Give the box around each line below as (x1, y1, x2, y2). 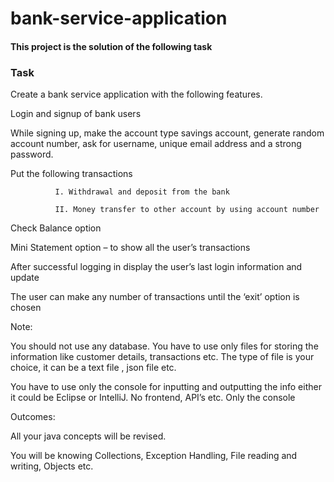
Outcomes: (10, 411, 56, 423)
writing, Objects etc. (10, 460, 94, 472)
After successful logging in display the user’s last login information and (10, 261, 303, 273)
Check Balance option (10, 222, 102, 234)
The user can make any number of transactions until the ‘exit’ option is (10, 291, 300, 303)
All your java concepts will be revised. (10, 430, 167, 442)
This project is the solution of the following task (10, 40, 213, 52)
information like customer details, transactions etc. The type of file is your (10, 351, 315, 363)
